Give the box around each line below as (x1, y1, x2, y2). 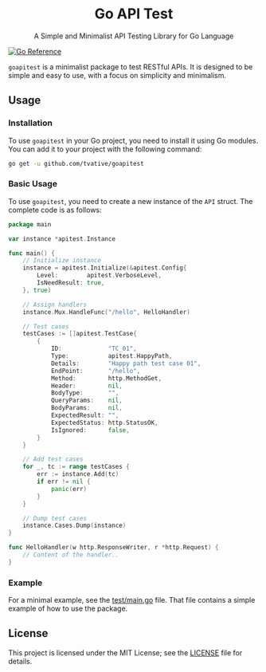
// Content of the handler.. (22, 551, 119, 559)
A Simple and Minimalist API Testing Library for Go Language (33, 31, 234, 41)
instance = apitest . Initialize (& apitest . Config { (22, 264, 187, 272)
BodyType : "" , (50, 389, 119, 397)
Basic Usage (8, 179, 58, 190)
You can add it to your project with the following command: (8, 144, 202, 154)
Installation (8, 117, 53, 128)
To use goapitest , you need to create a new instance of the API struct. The (8, 196, 253, 206)
